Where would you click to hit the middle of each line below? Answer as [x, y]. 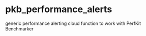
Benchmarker [20, 28]
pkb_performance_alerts [59, 9]
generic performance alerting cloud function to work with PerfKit [73, 23]
